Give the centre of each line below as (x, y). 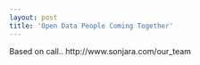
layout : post (33, 17)
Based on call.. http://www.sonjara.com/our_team (100, 51)
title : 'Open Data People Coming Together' (92, 26)
